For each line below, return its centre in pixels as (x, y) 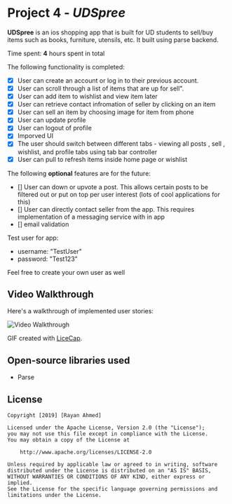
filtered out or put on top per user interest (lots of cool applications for (119, 194)
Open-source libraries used (69, 360)
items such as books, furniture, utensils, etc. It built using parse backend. (113, 39)
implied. (20, 483)
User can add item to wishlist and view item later (87, 97)
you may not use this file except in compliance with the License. (108, 434)
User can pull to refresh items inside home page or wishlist (102, 159)
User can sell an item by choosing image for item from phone (105, 112)
